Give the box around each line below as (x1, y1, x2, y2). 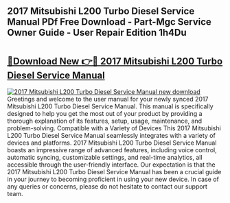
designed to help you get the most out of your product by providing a (7, 110, 203, 117)
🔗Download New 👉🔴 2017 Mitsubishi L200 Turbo (7, 55, 223, 67)
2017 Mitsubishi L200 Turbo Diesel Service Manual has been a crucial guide (7, 168, 222, 176)
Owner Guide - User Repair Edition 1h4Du (7, 27, 187, 38)
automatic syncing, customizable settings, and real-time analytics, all (7, 154, 203, 161)
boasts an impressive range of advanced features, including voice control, (7, 146, 218, 154)
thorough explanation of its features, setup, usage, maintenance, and (7, 117, 203, 125)
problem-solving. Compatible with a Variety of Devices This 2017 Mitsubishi (7, 124, 221, 132)
